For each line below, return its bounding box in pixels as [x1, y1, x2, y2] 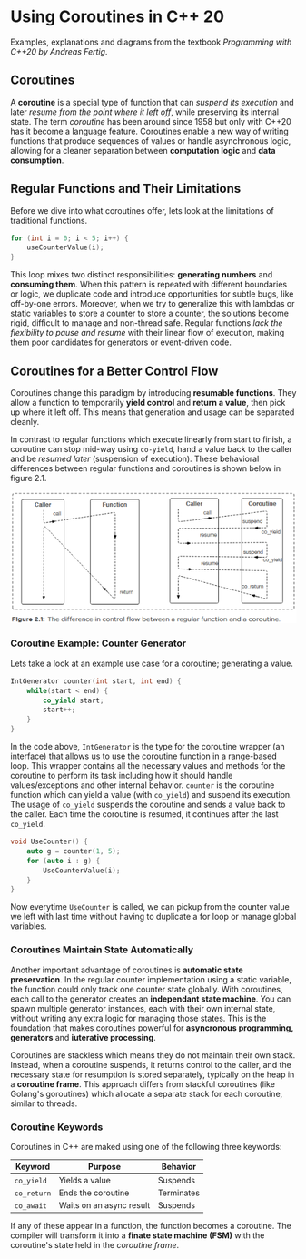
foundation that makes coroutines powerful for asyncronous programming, [10, 1022, 294, 1033]
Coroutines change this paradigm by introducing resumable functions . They [10, 388, 297, 398]
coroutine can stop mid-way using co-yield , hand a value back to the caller [10, 444, 293, 454]
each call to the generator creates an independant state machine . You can [10, 993, 291, 1004]
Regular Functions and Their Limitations [10, 181, 242, 196]
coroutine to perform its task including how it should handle [10, 771, 233, 781]
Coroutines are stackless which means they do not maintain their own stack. [10, 1049, 296, 1061]
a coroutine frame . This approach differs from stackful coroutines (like [10, 1078, 276, 1089]
